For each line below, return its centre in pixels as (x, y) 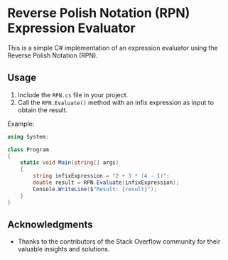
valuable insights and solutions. (64, 249)
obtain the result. (42, 110)
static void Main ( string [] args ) (70, 163)
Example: (21, 124)
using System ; (28, 136)
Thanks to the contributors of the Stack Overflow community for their (119, 242)
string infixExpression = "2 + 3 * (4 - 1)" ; (102, 176)
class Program (28, 150)
